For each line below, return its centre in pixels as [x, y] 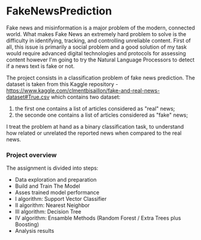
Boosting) [27, 224]
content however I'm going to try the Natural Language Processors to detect [100, 60]
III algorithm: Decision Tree [48, 212]
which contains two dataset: [86, 97]
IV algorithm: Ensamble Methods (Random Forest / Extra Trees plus [98, 218]
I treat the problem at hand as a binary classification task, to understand [95, 126]
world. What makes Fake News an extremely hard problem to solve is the [96, 34]
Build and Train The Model [47, 186]
